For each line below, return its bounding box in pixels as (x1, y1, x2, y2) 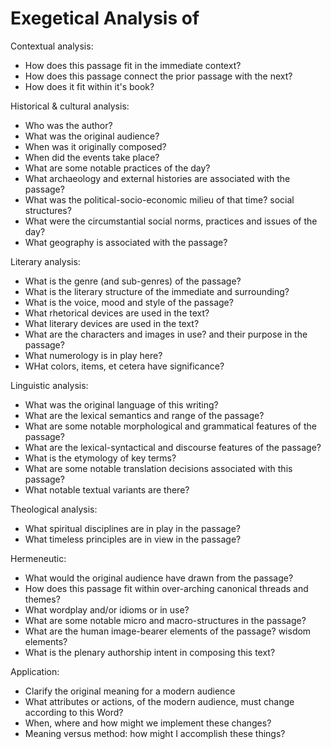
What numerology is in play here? (24, 349, 163, 361)
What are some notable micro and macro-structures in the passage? (24, 614, 307, 626)
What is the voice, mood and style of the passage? (24, 296, 234, 308)
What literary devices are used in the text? (24, 317, 200, 329)
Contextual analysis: (10, 40, 94, 52)
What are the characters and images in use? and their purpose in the (24, 328, 308, 340)
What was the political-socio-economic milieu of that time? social (24, 193, 295, 206)
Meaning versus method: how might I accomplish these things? (24, 727, 286, 739)
